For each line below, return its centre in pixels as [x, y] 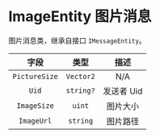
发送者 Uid [123, 91]
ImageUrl [36, 121]
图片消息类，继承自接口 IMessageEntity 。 [78, 40]
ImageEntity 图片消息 [80, 17]
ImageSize [35, 105]
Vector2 [80, 76]
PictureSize [36, 76]
